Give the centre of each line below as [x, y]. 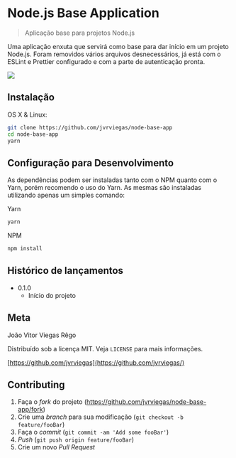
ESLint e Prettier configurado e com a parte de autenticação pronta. [106, 61]
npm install [25, 249]
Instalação [31, 97]
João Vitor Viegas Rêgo [42, 335]
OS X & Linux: [27, 114]
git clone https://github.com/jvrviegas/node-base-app [90, 127]
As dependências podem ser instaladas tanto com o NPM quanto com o [112, 180]
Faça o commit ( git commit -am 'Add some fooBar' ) [93, 432]
